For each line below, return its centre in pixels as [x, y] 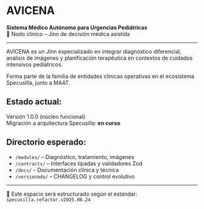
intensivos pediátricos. [35, 64]
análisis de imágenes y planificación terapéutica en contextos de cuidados [100, 58]
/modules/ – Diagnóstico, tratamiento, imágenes [75, 157]
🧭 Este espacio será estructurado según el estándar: [72, 194]
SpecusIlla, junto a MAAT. [38, 82]
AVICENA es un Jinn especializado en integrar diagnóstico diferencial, [94, 51]
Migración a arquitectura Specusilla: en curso [63, 123]
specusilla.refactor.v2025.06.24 [49, 200]
